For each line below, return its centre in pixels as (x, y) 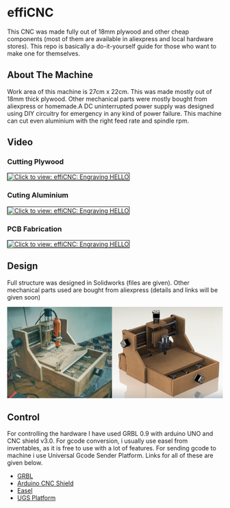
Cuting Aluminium (38, 195)
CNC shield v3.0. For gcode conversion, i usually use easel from (98, 441)
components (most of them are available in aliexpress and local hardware (110, 38)
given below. (25, 463)
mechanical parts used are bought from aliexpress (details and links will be (113, 290)
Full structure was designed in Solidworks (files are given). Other (99, 282)
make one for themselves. (44, 53)
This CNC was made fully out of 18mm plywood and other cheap (98, 32)
